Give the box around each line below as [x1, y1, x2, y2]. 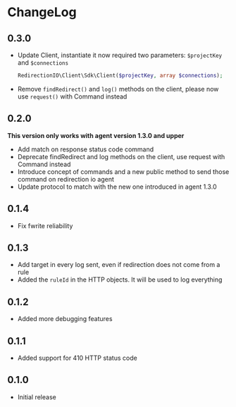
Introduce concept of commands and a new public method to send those [17, 167, 230, 176]
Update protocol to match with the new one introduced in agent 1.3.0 [17, 182, 217, 191]
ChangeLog [7, 4, 77, 20]
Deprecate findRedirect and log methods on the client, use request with [17, 152, 225, 161]
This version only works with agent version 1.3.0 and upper [7, 131, 185, 139]
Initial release [17, 392, 56, 401]
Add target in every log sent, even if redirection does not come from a [17, 261, 221, 269]
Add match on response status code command [17, 145, 154, 154]
